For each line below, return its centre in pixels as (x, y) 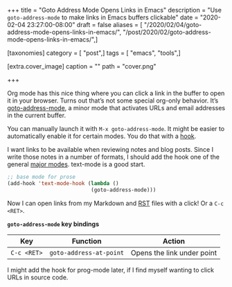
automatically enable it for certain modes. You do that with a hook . (102, 136)
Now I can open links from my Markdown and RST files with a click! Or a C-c (115, 203)
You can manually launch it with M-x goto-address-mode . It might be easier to (116, 129)
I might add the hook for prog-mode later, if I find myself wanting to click (111, 270)
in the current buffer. (37, 115)
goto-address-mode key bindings (53, 224)
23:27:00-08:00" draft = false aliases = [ (85, 25)
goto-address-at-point (87, 253)
